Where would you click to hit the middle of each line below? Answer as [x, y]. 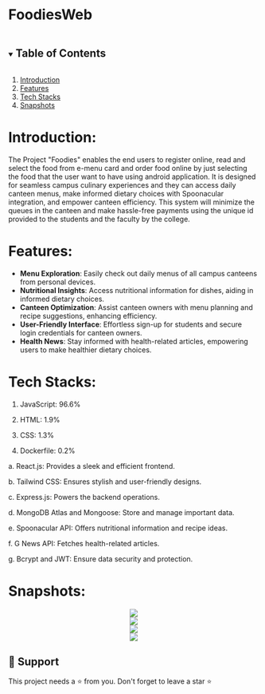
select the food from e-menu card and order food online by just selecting [128, 168]
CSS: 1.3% [37, 435]
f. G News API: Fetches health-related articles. [84, 543]
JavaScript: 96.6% [50, 404]
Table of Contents [60, 54]
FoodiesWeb [51, 15]
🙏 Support [34, 662]
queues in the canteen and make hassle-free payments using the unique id [131, 210]
